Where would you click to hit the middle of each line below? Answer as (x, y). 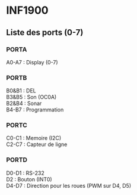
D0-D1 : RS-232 (25, 173)
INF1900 (27, 10)
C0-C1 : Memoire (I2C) (34, 138)
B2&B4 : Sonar (24, 103)
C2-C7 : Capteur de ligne (37, 144)
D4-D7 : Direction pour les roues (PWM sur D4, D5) (69, 185)
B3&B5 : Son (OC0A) (31, 97)
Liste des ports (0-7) (45, 32)
